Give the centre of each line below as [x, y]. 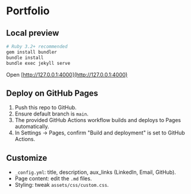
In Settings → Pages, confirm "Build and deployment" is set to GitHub [100, 133]
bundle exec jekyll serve [38, 63]
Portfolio [28, 11]
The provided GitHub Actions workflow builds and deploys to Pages [98, 120]
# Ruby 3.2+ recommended [37, 46]
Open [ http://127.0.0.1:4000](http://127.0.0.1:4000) [67, 74]
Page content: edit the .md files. [53, 179]
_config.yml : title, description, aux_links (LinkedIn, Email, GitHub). [95, 172]
